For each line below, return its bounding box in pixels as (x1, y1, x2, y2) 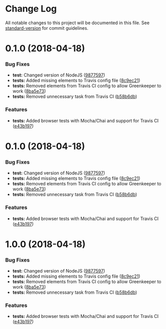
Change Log (5, 3, 57, 15)
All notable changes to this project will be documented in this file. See (5, 20, 150, 26)
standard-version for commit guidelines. (5, 25, 89, 31)
